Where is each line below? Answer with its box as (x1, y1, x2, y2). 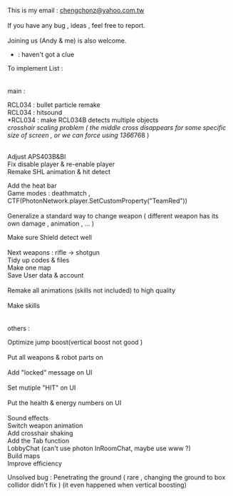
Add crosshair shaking (7, 429, 73, 437)
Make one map (7, 263, 51, 272)
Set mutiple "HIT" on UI (7, 383, 76, 392)
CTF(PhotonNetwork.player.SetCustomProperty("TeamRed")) (7, 196, 187, 205)
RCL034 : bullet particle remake (7, 101, 101, 109)
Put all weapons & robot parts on (7, 353, 103, 361)
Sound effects (7, 414, 48, 422)
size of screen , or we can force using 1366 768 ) (7, 131, 150, 139)
